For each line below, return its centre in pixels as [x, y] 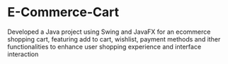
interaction [23, 54]
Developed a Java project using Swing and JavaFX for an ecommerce [109, 32]
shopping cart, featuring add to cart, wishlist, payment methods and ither [114, 39]
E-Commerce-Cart [63, 12]
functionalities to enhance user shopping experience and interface [104, 46]
